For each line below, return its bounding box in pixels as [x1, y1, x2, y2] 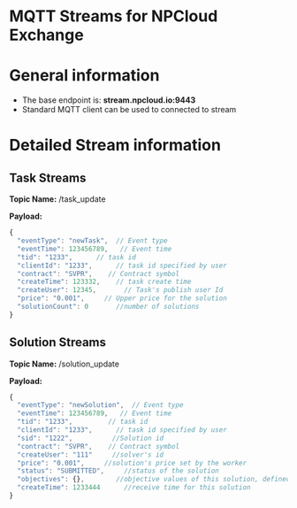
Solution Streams [9, 335, 107, 350]
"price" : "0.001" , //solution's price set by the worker [17, 458, 247, 467]
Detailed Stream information [9, 135, 221, 156]
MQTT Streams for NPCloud [9, 6, 218, 27]
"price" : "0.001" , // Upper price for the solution [17, 294, 227, 303]
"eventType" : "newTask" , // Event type [17, 236, 168, 245]
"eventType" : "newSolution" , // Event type [17, 401, 184, 410]
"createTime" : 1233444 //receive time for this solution [17, 483, 251, 492]
